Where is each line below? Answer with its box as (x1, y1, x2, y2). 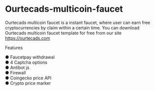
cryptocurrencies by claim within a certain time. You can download (5, 24, 140, 30)
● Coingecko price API (5, 75, 52, 81)
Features (5, 45, 23, 50)
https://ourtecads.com (5, 35, 50, 41)
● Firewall (5, 69, 26, 75)
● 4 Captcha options (5, 59, 47, 65)
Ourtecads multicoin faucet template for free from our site (5, 30, 122, 36)
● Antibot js (5, 65, 29, 70)
